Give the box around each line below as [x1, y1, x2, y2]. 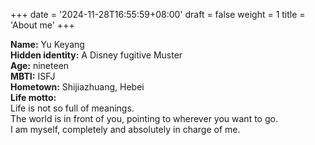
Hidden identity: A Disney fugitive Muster [10, 49, 183, 61]
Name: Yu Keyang [10, 39, 85, 50]
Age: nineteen [10, 60, 70, 71]
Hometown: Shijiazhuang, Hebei [10, 81, 145, 93]
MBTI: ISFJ [10, 70, 56, 82]
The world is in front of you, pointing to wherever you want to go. [10, 113, 278, 124]
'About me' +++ [10, 19, 75, 31]
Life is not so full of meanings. [10, 102, 135, 114]
